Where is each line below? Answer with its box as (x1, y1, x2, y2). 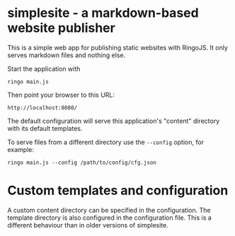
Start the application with (7, 64, 81, 73)
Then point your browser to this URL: (7, 90, 115, 99)
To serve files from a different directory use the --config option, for (7, 138, 204, 146)
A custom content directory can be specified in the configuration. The (7, 206, 211, 214)
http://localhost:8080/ (7, 104, 78, 111)
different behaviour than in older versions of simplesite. (7, 220, 168, 229)
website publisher (7, 20, 115, 36)
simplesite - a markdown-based (7, 5, 200, 21)
